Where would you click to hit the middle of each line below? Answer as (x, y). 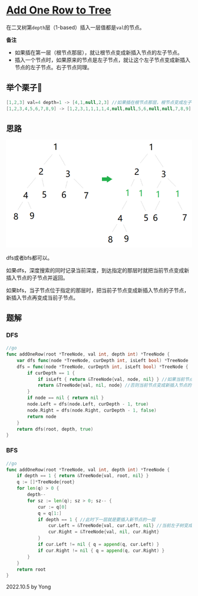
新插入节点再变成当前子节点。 (42, 297)
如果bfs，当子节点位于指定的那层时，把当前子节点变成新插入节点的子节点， (98, 290)
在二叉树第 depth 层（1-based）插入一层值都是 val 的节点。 (76, 27)
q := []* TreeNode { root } (46, 482)
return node (42, 416)
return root (31, 569)
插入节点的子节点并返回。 (37, 278)
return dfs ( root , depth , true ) (55, 429)
